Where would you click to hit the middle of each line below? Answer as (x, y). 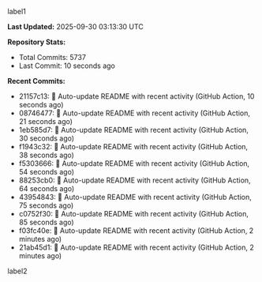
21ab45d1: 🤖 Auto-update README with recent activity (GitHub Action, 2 (136, 247)
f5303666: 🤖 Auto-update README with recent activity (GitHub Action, (134, 164)
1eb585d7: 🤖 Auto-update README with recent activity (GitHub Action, (134, 130)
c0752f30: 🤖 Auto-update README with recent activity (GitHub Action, (134, 214)
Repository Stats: (37, 42)
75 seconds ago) (46, 205)
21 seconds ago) (45, 121)
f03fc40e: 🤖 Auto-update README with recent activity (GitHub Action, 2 (136, 231)
